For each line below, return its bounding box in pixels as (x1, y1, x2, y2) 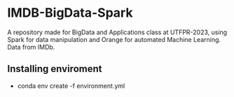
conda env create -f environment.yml (17, 82, 125, 90)
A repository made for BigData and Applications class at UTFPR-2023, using (7, 28, 228, 36)
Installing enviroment (7, 63, 102, 75)
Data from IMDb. (7, 43, 55, 51)
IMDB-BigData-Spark (7, 5, 133, 21)
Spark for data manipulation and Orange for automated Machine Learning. (7, 35, 221, 43)
